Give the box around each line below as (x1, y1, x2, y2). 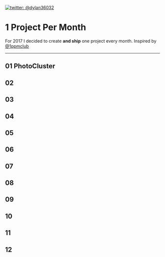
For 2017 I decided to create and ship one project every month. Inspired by (5, 38, 157, 44)
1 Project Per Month (5, 22, 86, 33)
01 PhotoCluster (5, 62, 55, 71)
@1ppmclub (5, 43, 29, 49)
